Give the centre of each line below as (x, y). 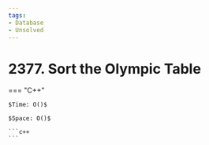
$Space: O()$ (30, 118)
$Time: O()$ (28, 105)
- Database (26, 23)
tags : (17, 15)
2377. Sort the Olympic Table (104, 69)
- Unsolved (26, 30)
